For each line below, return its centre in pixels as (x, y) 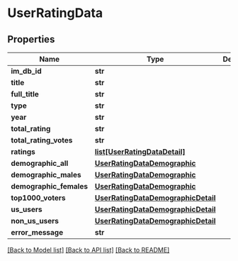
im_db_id (27, 71)
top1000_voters (38, 198)
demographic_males (46, 175)
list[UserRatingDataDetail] (140, 152)
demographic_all (40, 163)
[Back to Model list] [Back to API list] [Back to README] (89, 250)
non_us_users (35, 221)
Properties (31, 39)
